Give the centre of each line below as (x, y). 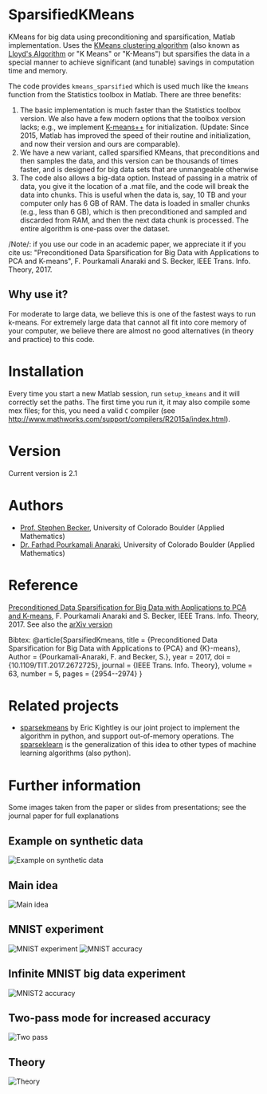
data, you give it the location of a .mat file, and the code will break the (134, 186)
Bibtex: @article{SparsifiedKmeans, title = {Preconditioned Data (113, 639)
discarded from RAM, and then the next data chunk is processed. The (134, 220)
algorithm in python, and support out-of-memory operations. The (127, 736)
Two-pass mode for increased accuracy (110, 1018)
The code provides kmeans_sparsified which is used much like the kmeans (129, 86)
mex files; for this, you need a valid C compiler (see (92, 410)
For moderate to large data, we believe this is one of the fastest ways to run (132, 313)
